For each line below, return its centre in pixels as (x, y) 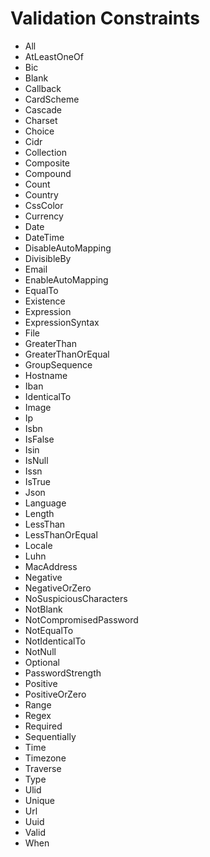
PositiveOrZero (55, 694)
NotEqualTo (49, 630)
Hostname (46, 375)
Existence (45, 301)
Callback (43, 88)
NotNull (40, 651)
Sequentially (50, 736)
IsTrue (37, 481)
